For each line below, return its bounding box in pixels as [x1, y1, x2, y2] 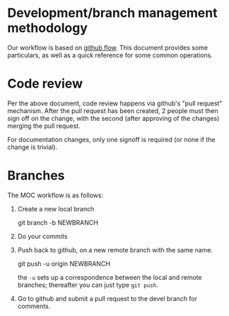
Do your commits [17, 232, 68, 240]
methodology [7, 20, 88, 36]
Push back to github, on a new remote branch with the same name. [17, 245, 213, 254]
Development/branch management [7, 5, 218, 21]
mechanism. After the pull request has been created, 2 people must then [7, 106, 218, 115]
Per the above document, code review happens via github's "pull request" [7, 99, 223, 107]
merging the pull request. [7, 122, 81, 130]
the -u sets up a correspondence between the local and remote [17, 273, 203, 281]
